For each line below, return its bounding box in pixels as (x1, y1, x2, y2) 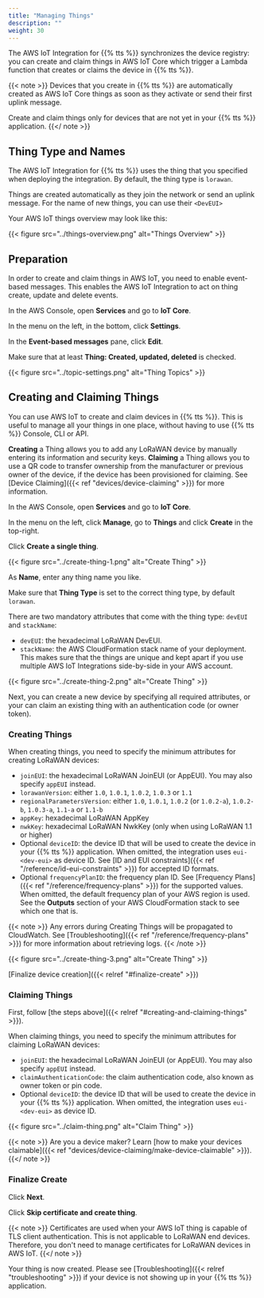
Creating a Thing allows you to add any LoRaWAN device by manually (8, 444, 237, 454)
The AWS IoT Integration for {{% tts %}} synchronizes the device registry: (8, 49, 250, 58)
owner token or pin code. (19, 1081, 103, 1091)
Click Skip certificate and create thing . (8, 1207, 138, 1217)
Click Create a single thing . (8, 541, 99, 551)
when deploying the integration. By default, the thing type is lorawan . (8, 175, 233, 184)
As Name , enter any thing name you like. (8, 572, 142, 582)
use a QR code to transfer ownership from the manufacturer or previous (8, 461, 244, 470)
